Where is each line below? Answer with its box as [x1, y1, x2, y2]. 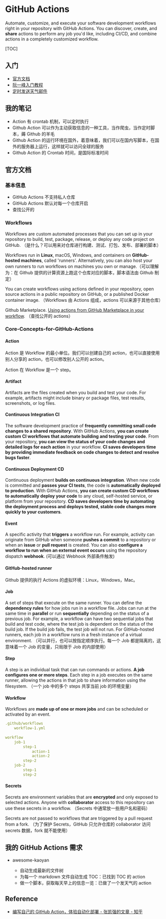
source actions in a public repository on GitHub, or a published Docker [5, 291, 150, 297]
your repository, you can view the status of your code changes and [5, 439, 145, 445]
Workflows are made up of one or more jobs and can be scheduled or [5, 706, 149, 712]
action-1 [31, 749, 50, 754]
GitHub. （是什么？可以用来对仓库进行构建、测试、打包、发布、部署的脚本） [5, 242, 162, 248]
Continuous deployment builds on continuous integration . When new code [5, 477, 160, 483]
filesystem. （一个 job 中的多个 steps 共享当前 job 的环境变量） [5, 683, 134, 689]
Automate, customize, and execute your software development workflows [5, 20, 157, 26]
